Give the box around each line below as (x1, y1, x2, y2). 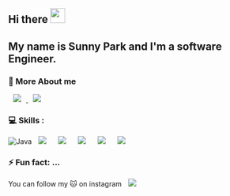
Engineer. (8, 52, 57, 66)
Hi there (8, 13, 49, 26)
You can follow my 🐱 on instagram (8, 179, 123, 188)
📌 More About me (8, 76, 77, 87)
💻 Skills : (8, 115, 45, 126)
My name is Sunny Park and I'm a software (8, 40, 223, 53)
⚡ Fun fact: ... (8, 157, 61, 168)
